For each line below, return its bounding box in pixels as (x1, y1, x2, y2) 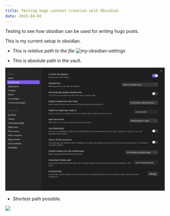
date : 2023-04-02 (5, 13, 42, 19)
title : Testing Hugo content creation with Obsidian (5, 8, 119, 13)
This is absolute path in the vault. (12, 57, 82, 63)
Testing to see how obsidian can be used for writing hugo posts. (5, 28, 139, 34)
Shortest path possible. (12, 195, 62, 202)
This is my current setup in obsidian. (5, 38, 81, 44)
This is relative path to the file (12, 48, 75, 54)
